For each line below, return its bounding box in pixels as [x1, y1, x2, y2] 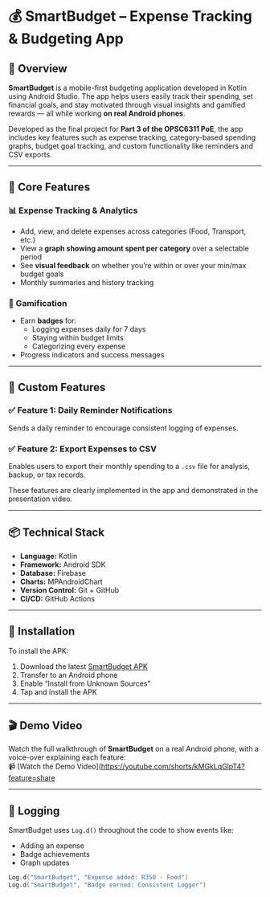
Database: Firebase [19, 568, 87, 577]
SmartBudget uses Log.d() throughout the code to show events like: [8, 826, 235, 835]
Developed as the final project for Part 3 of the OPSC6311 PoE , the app [8, 124, 243, 133]
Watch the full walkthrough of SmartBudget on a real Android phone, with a [8, 744, 260, 754]
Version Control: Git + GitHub [19, 585, 120, 595]
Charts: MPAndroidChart [19, 577, 103, 586]
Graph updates [19, 858, 70, 868]
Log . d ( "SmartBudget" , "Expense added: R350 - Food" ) [8, 874, 189, 882]
